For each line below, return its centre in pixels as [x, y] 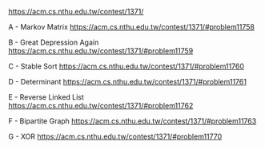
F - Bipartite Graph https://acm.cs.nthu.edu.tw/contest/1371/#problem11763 [132, 121]
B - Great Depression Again [54, 42]
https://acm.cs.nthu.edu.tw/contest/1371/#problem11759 [101, 51]
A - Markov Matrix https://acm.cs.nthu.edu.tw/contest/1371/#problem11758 [131, 27]
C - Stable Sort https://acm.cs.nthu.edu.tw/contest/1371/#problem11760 [126, 66]
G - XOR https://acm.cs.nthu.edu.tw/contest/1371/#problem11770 [115, 136]
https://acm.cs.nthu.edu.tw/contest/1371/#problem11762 [101, 106]
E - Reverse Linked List [46, 97]
